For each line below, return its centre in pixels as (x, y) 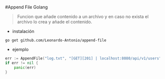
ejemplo (20, 49)
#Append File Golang (27, 7)
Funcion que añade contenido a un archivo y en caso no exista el (83, 16)
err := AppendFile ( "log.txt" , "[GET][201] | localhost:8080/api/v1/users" (83, 58)
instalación (23, 31)
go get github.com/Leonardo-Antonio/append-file (56, 40)
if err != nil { (22, 63)
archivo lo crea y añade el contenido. (55, 22)
